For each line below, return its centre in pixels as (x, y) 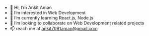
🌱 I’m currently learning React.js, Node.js (51, 18)
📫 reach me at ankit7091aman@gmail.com (54, 28)
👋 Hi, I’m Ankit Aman (31, 8)
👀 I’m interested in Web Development (48, 13)
